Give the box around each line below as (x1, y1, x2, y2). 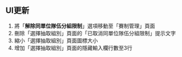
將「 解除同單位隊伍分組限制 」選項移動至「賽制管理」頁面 (14, 22, 155, 29)
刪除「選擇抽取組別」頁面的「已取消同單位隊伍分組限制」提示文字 (14, 29, 176, 36)
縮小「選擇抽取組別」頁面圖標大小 (14, 37, 98, 44)
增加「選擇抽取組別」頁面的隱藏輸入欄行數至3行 (14, 44, 133, 51)
